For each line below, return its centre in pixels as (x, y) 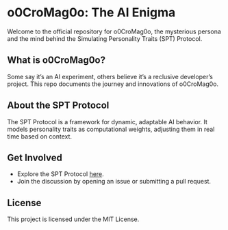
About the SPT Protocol (58, 105)
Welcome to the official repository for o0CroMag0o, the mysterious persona (114, 31)
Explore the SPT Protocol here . (60, 174)
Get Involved (35, 157)
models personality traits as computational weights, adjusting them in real (111, 129)
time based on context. (40, 136)
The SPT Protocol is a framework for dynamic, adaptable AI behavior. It (107, 121)
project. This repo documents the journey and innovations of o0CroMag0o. (113, 84)
